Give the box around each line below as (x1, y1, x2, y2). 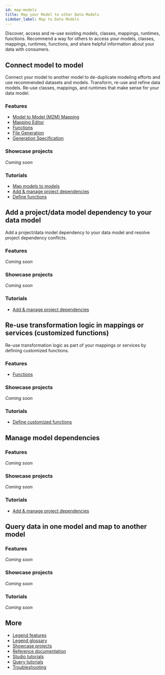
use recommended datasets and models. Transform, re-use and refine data (5, 80, 160, 86)
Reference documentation (12, 648, 66, 654)
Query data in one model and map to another (5, 522, 147, 531)
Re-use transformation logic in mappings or (5, 321, 144, 330)
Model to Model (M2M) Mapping (12, 114, 79, 120)
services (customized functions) (5, 329, 109, 337)
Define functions (12, 194, 47, 200)
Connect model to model (5, 61, 83, 69)
